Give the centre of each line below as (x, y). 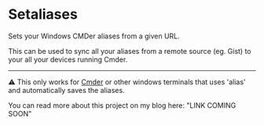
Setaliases (43, 14)
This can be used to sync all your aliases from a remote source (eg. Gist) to (130, 51)
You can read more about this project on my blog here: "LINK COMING (122, 105)
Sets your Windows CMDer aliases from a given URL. (94, 36)
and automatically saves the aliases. (66, 90)
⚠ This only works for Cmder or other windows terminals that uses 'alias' (127, 82)
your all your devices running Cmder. (68, 59)
